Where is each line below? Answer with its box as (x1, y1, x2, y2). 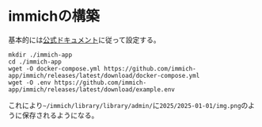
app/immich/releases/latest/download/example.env (8, 85, 176, 94)
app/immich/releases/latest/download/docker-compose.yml (8, 71, 200, 79)
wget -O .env (8, 79, 51, 87)
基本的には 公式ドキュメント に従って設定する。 (8, 35, 161, 44)
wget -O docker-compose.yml (8, 64, 101, 72)
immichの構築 (8, 7, 101, 25)
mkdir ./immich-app (8, 51, 73, 59)
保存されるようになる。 (21, 110, 99, 120)
